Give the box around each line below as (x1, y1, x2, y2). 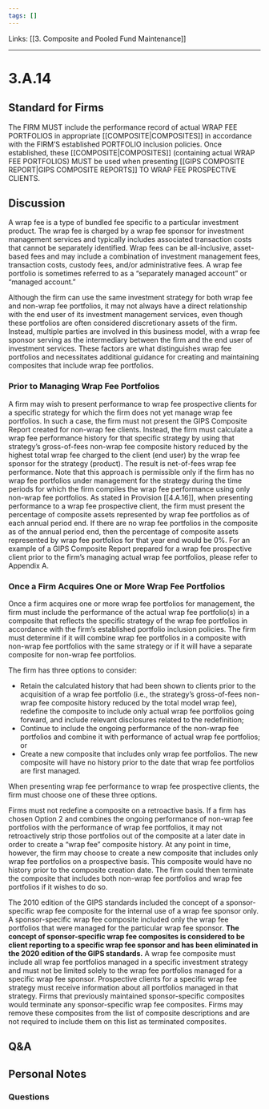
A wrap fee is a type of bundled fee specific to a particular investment (8, 218, 239, 227)
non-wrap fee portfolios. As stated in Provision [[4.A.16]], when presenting (8, 492, 254, 502)
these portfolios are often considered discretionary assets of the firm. (8, 318, 238, 328)
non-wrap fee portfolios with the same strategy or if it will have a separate (8, 641, 253, 651)
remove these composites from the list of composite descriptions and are (8, 1008, 251, 1018)
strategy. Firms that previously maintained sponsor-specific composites (8, 991, 246, 1001)
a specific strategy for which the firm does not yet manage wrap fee (8, 408, 233, 417)
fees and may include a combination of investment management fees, (30, 251, 261, 261)
